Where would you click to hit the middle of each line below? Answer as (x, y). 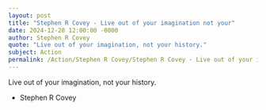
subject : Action (35, 52)
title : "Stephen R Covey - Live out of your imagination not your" (122, 23)
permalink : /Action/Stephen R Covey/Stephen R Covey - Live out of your (131, 60)
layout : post (30, 15)
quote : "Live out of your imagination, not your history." (108, 45)
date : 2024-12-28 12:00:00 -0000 (63, 30)
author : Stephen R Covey (49, 38)
